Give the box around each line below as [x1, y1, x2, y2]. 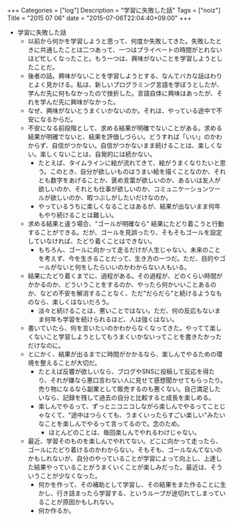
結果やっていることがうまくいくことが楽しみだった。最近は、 [33, 463, 211, 471]
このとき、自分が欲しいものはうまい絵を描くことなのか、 [49, 168, 214, 175]
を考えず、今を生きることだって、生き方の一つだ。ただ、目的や [38, 255, 220, 262]
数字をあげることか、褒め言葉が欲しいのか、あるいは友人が [50, 176, 221, 184]
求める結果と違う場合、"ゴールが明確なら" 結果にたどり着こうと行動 [27, 220, 225, 227]
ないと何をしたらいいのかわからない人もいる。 [56, 263, 191, 271]
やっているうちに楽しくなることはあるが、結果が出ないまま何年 [38, 202, 221, 210]
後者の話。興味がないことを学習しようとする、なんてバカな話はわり [27, 72, 223, 80]
